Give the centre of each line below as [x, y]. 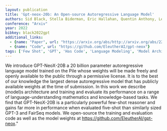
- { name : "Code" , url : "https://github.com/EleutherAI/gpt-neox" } [80, 47]
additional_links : [24, 38]
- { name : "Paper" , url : [34, 42]
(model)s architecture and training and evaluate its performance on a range [82, 92]
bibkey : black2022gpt [28, 33]
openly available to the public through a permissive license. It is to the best [82, 76]
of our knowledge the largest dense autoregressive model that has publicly [82, 81]
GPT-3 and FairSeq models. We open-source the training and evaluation [79, 113]
